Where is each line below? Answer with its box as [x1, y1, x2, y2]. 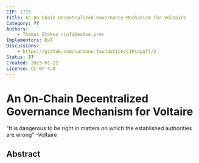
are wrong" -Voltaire [6, 131, 57, 139]
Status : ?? [6, 54, 34, 60]
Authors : [6, 26, 29, 32]
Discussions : [6, 43, 40, 49]
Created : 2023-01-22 [6, 60, 59, 66]
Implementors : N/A [6, 37, 53, 43]
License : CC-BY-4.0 [6, 65, 56, 72]
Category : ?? [6, 20, 40, 26]
